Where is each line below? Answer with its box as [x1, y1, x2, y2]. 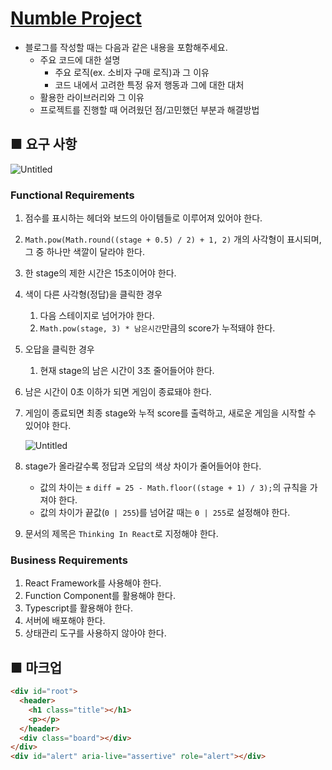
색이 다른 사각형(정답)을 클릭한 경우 [24, 288, 163, 301]
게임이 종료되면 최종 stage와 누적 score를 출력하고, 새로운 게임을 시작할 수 [24, 407, 317, 419]
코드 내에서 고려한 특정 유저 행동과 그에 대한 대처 [54, 78, 245, 91]
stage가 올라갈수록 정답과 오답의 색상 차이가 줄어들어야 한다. [24, 460, 262, 472]
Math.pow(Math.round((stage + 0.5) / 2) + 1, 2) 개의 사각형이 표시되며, [24, 233, 322, 246]
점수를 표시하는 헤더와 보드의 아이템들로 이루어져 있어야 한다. [24, 212, 263, 224]
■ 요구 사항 [10, 136, 78, 153]
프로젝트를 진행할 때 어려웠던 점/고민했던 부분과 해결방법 [39, 103, 260, 116]
